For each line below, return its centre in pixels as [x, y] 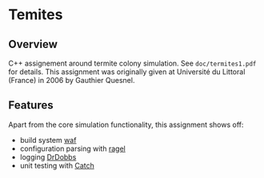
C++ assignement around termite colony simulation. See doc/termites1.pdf [132, 63]
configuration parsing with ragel [72, 148]
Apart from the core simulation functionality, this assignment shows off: [126, 125]
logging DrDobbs [48, 156]
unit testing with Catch [57, 165]
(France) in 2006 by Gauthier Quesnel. [72, 80]
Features [31, 105]
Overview [33, 44]
